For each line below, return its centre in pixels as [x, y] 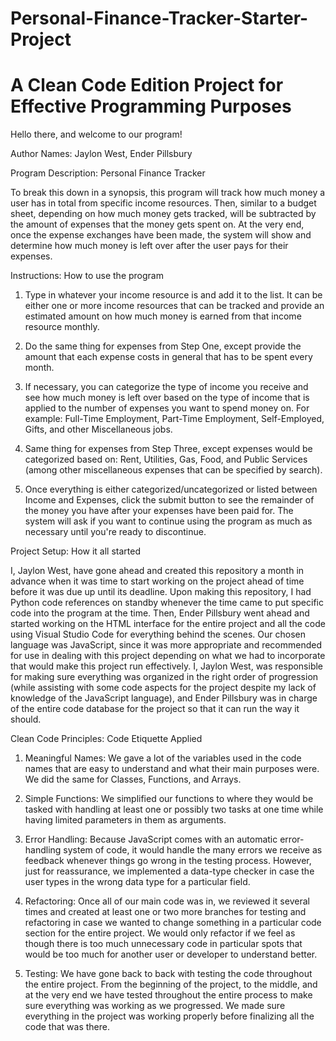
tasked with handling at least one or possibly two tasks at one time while [174, 809]
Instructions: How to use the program [87, 276]
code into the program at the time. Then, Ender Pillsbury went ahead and [160, 613]
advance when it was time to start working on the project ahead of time [157, 581]
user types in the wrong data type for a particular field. [137, 882]
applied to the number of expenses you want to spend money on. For [167, 408]
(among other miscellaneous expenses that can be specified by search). [173, 470]
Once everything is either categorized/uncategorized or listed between [171, 489]
